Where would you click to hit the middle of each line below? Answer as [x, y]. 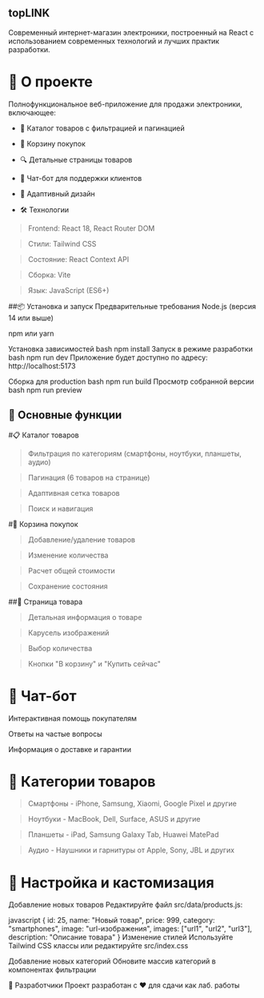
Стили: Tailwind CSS [62, 243]
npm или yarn [31, 333]
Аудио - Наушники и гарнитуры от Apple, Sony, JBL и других [131, 850]
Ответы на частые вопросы [55, 734]
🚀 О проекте [51, 82]
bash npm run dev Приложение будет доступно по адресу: [108, 357]
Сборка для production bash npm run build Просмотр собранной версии [131, 381]
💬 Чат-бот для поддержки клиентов [81, 178]
